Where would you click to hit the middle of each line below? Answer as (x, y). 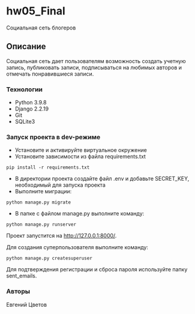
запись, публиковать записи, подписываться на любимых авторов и (94, 67)
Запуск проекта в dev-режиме (53, 137)
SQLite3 (25, 122)
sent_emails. (22, 276)
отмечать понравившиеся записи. (50, 74)
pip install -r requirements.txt (48, 168)
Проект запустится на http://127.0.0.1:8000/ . (61, 236)
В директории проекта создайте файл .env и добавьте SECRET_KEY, (102, 179)
